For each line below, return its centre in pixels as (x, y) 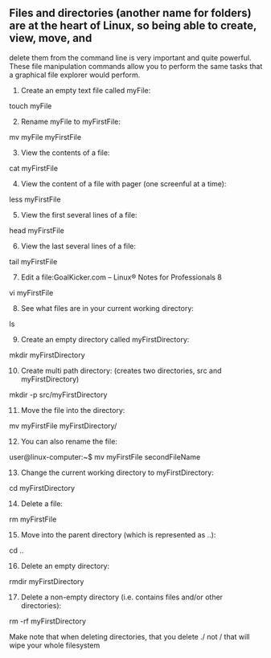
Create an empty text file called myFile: (86, 90)
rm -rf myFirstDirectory (48, 621)
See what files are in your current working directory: (107, 308)
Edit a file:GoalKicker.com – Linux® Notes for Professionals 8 (121, 277)
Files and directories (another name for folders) (130, 13)
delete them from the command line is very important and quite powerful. (130, 57)
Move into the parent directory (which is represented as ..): (118, 534)
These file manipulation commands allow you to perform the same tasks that (136, 66)
